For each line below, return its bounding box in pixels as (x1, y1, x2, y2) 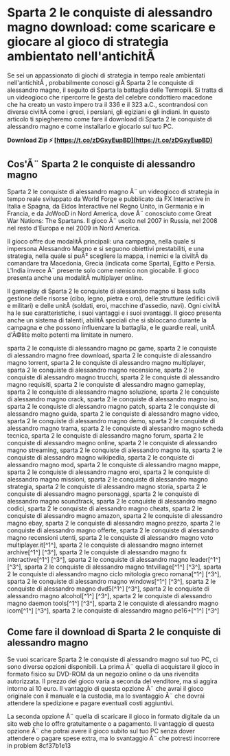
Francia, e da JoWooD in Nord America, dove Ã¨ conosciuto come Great (7, 209, 211, 217)
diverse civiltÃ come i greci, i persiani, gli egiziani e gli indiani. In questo (7, 108, 210, 116)
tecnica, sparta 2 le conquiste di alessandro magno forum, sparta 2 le (7, 431, 204, 440)
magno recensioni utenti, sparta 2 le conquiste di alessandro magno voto (7, 533, 214, 541)
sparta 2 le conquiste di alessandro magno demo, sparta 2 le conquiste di (7, 416, 216, 425)
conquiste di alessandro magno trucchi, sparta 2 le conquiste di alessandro (7, 373, 220, 381)
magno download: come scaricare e (7, 19, 216, 35)
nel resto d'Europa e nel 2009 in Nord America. (7, 224, 141, 232)
